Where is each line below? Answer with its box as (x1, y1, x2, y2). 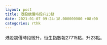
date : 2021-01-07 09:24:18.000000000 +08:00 (5, 16, 98, 21)
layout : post (5, 7, 32, 12)
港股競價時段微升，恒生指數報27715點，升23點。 (5, 35, 105, 41)
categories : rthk (5, 21, 41, 26)
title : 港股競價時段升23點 (5, 12, 55, 17)
